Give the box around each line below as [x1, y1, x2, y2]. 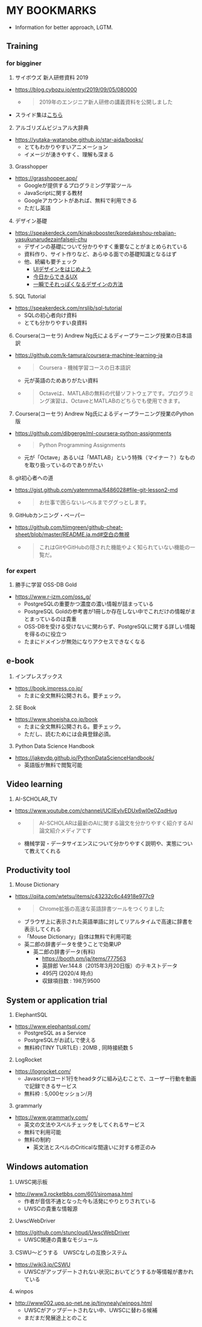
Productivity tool [6, 865, 71, 875]
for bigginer [6, 59, 42, 68]
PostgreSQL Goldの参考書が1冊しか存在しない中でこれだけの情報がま [24, 607, 196, 615]
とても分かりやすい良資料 [24, 319, 87, 326]
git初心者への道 [14, 474, 54, 481]
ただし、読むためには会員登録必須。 [24, 730, 115, 737]
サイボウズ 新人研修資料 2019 [14, 74, 89, 81]
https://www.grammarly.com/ [14, 1114, 89, 1121]
